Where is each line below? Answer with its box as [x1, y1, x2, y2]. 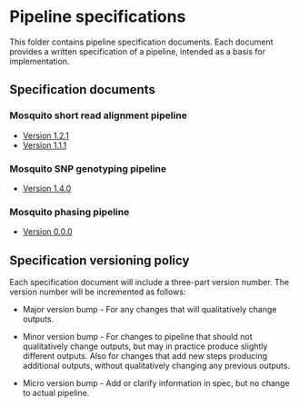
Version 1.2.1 [22, 130, 70, 141]
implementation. [9, 55, 70, 66]
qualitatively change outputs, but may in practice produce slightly [22, 341, 268, 352]
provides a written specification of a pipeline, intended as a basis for [9, 45, 266, 56]
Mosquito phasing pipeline [9, 205, 130, 218]
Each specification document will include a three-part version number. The [9, 277, 290, 288]
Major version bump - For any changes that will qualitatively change [22, 304, 277, 315]
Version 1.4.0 [22, 183, 72, 194]
